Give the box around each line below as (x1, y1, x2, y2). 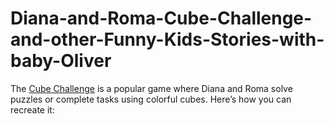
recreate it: (10, 103, 55, 116)
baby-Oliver (10, 50, 112, 72)
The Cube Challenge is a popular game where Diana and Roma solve (10, 82, 293, 94)
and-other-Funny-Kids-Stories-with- (10, 28, 325, 51)
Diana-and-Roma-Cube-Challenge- (10, 7, 313, 30)
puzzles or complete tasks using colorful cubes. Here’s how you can (10, 93, 292, 105)
